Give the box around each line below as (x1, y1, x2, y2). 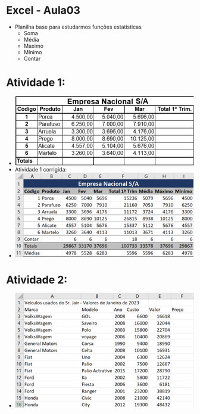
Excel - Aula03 (6, 4, 80, 17)
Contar (23, 55, 41, 62)
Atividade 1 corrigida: (14, 166, 67, 173)
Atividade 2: (6, 273, 68, 287)
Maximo (23, 42, 43, 49)
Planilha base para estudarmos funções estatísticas (14, 23, 142, 30)
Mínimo (23, 48, 42, 55)
